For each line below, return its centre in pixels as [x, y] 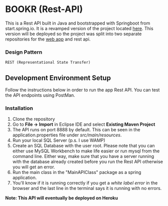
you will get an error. [34, 167]
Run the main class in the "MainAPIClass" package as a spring [77, 172]
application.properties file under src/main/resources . [67, 135]
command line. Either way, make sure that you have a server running [83, 156]
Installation [19, 108]
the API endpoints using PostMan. [40, 95]
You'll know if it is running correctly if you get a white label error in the [85, 183]
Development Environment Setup [58, 78]
